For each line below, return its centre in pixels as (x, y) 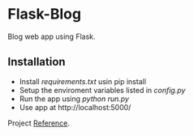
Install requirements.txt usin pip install (83, 81)
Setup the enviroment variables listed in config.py (102, 90)
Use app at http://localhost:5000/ (75, 107)
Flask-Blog (45, 14)
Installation (37, 62)
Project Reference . (39, 123)
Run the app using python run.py (74, 99)
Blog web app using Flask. (52, 36)
